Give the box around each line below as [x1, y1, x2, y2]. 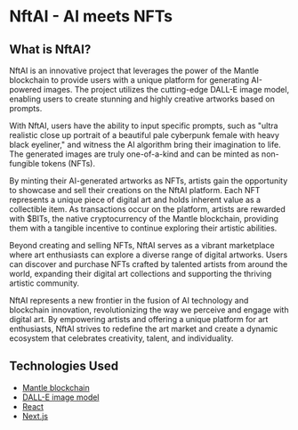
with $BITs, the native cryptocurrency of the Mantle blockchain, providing [9, 214, 278, 223]
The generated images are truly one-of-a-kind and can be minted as [9, 149, 260, 159]
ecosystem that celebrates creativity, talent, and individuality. [9, 333, 234, 344]
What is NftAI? [9, 42, 92, 57]
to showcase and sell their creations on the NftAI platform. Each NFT [9, 185, 261, 195]
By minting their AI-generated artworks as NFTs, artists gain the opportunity [9, 175, 288, 186]
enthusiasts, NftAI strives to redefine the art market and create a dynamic [9, 323, 278, 334]
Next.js [21, 410, 49, 421]
